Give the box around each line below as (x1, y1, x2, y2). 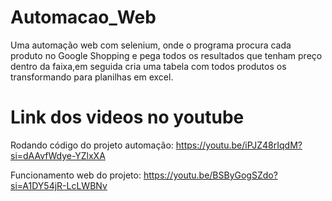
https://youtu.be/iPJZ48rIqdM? (175, 139, 303, 151)
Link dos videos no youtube (10, 106, 245, 129)
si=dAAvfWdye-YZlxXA (10, 149, 106, 161)
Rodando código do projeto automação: (10, 139, 174, 151)
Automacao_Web (10, 6, 157, 29)
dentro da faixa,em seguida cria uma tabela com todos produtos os (10, 60, 287, 72)
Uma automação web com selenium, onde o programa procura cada (10, 39, 292, 51)
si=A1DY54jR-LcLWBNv (10, 179, 108, 191)
